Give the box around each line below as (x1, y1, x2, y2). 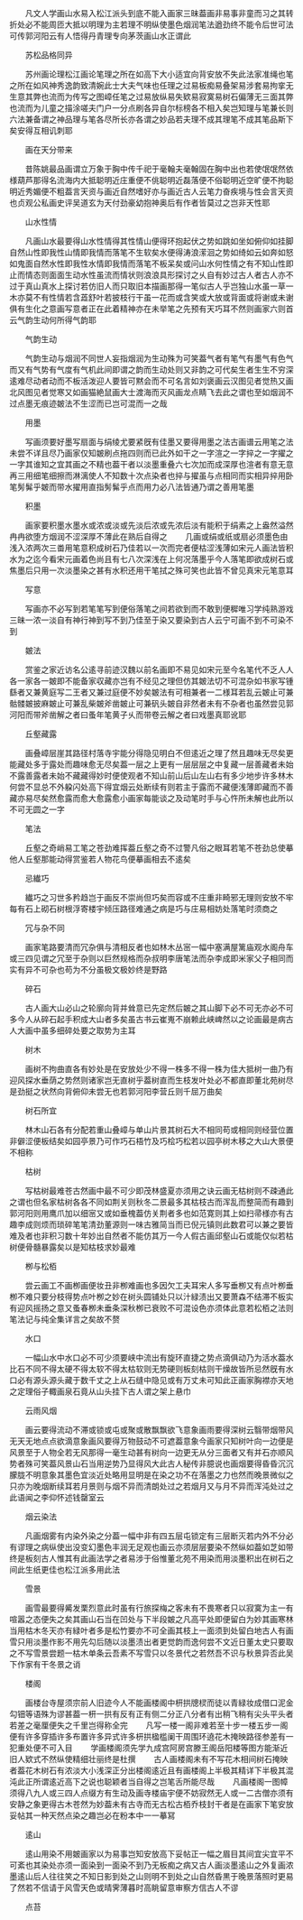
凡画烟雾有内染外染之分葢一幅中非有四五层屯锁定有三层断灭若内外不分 (24, 1530, 286, 1541)
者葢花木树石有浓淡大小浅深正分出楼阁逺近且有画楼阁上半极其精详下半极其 (9, 1765, 286, 1776)
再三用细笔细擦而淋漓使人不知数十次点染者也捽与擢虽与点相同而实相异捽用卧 (9, 470, 294, 481)
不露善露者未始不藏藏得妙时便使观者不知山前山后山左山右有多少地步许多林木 (9, 771, 294, 780)
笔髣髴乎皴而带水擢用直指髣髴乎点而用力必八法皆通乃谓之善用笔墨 (9, 482, 254, 492)
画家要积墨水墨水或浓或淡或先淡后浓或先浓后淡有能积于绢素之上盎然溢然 (24, 520, 294, 531)
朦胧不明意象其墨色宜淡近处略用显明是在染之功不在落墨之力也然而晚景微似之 (9, 1470, 294, 1480)
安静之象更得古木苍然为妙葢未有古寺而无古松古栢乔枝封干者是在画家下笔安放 (9, 1799, 294, 1809)
